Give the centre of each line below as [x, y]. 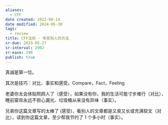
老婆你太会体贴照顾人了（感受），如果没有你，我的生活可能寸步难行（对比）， [86, 94]
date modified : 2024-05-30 [34, 24]
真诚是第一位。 [21, 72]
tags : [11, 29]
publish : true [20, 57]
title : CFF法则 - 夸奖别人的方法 [37, 39]
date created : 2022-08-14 [33, 19]
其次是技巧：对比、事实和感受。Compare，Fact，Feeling [65, 83]
